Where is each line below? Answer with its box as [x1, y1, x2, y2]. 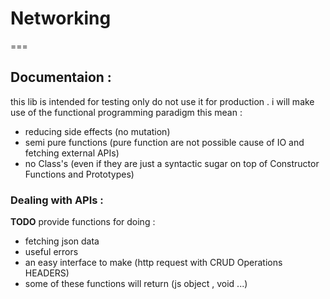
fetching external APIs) [24, 147, 120, 159]
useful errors [24, 246, 79, 258]
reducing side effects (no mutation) [24, 125, 171, 137]
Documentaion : [10, 69, 112, 86]
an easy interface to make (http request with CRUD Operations [24, 257, 283, 269]
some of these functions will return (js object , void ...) [24, 278, 248, 290]
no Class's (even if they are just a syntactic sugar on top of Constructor [24, 157, 320, 169]
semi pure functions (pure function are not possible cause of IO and [24, 136, 305, 148]
